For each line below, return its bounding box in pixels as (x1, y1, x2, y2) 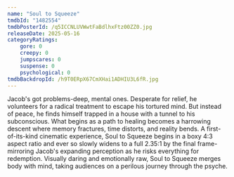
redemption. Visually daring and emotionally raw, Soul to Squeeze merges (7, 155, 221, 163)
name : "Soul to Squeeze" (7, 10, 80, 18)
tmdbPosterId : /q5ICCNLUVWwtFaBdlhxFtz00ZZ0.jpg (7, 23, 152, 30)
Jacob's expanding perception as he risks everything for (35, 147, 199, 155)
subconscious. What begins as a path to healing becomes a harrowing (7, 117, 211, 126)
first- (206, 124, 221, 133)
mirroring (7, 147, 34, 155)
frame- (197, 140, 218, 148)
